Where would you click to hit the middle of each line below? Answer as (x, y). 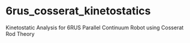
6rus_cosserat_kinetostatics (78, 11)
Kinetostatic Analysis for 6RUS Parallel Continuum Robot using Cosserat (95, 27)
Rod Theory (20, 33)
